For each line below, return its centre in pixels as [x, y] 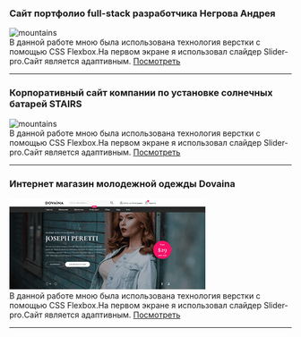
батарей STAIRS [46, 104]
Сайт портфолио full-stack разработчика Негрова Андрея [142, 13]
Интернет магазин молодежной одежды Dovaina [122, 183]
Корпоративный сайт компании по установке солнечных [141, 93]
